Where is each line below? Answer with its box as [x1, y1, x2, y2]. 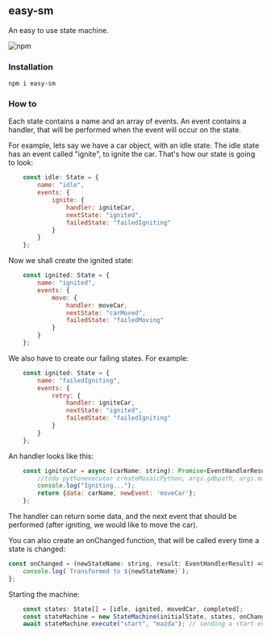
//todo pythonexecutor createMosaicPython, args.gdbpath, [37, 474, 236, 483]
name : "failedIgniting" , [37, 376, 121, 384]
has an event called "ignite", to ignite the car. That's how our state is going [8, 149, 256, 159]
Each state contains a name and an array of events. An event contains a [8, 116, 247, 126]
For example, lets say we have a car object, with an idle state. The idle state [8, 140, 260, 150]
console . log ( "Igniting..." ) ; [37, 482, 135, 490]
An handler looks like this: [8, 451, 94, 461]
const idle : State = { [23, 174, 99, 182]
